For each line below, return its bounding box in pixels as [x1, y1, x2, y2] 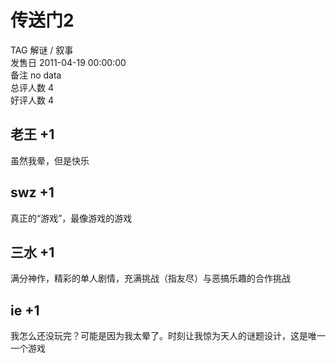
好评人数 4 [10, 94, 54, 106]
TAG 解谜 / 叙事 [10, 44, 74, 56]
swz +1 [10, 184, 55, 201]
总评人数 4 [10, 81, 54, 93]
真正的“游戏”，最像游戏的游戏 [10, 212, 133, 224]
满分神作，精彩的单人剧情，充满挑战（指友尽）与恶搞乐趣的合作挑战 [10, 272, 291, 285]
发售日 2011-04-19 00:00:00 [10, 56, 127, 68]
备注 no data [10, 69, 62, 81]
